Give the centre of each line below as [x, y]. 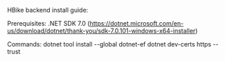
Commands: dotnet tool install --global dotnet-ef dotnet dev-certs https [109, 44]
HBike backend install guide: [48, 10]
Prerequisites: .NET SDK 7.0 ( [48, 23]
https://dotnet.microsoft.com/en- [137, 23]
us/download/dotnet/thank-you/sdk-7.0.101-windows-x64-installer [101, 31]
